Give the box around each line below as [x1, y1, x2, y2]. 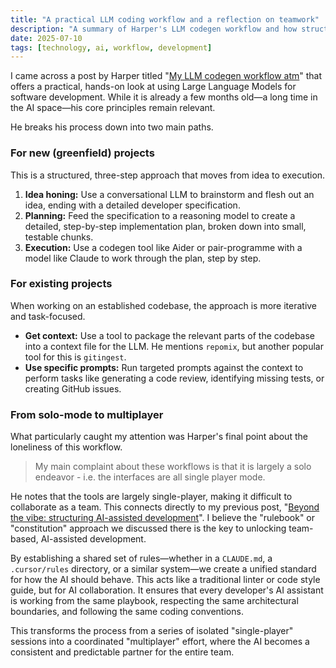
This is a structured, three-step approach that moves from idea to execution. [10, 169, 326, 181]
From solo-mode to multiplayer [10, 407, 164, 421]
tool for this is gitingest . [24, 351, 127, 363]
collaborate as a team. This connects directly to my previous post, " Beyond [10, 501, 320, 513]
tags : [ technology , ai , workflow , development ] [10, 42, 213, 53]
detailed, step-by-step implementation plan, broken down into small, [24, 220, 307, 232]
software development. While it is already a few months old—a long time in [10, 91, 318, 103]
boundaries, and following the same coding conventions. [10, 606, 244, 618]
